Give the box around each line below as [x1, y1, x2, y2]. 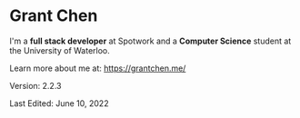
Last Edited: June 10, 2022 [9, 97, 109, 109]
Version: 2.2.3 [9, 80, 62, 91]
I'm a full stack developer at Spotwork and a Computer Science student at [9, 35, 292, 46]
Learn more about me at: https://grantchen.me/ [9, 63, 186, 74]
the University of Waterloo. [9, 44, 111, 55]
